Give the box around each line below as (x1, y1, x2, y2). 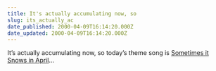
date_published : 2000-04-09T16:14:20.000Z (7, 23, 134, 30)
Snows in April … (7, 56, 55, 65)
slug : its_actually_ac (7, 17, 74, 24)
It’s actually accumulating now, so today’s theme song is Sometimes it (7, 49, 209, 57)
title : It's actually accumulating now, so (7, 10, 137, 17)
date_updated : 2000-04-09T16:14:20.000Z (7, 29, 128, 37)
